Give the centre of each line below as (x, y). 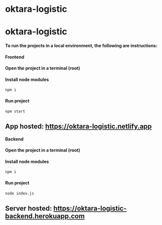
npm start (15, 111)
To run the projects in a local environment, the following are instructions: (81, 45)
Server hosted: (29, 208)
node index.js (20, 193)
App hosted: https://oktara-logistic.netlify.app (79, 126)
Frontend (15, 57)
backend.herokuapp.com (45, 216)
